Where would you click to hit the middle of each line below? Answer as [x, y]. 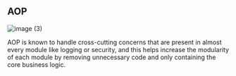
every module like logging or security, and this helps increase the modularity [118, 49]
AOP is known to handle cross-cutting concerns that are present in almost [114, 42]
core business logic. [37, 64]
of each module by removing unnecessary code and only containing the [112, 57]
